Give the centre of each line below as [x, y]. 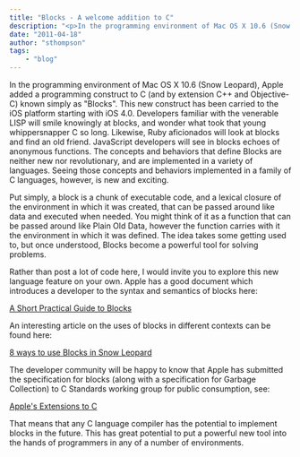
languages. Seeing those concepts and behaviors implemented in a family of [150, 170]
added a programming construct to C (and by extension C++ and [129, 94]
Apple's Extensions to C [53, 406]
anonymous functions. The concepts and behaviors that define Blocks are [146, 151]
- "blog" [42, 59]
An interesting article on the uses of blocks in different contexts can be [140, 325]
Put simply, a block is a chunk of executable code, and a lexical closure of [146, 197]
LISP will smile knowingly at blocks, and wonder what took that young [138, 123]
